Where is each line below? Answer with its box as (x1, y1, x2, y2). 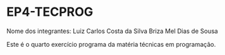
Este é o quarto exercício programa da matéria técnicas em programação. (6, 40, 216, 48)
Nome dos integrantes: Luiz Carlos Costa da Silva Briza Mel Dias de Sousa (6, 27, 218, 35)
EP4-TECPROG (6, 4, 94, 20)
